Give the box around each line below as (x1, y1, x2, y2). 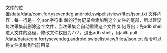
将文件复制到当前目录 (5, 42, 50, 48)
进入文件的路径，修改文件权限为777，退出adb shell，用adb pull (5, 30, 138, 35)
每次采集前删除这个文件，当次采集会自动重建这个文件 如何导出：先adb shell (5, 23, 163, 29)
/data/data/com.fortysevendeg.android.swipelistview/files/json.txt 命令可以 (5, 36, 162, 42)
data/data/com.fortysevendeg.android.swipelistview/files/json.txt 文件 (11, 11, 158, 17)
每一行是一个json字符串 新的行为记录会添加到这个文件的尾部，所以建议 (14, 17, 162, 23)
